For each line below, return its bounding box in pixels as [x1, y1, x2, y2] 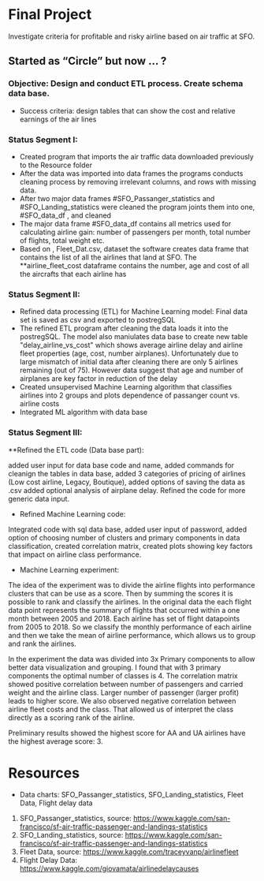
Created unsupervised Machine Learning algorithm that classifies [19, 383, 232, 392]
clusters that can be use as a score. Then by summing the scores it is [8, 588, 234, 598]
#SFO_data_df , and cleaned [19, 211, 112, 220]
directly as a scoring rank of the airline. [8, 712, 136, 722]
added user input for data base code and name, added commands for [8, 460, 235, 470]
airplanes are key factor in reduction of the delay [19, 374, 178, 383]
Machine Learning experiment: [19, 565, 120, 574]
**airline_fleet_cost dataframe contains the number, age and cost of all [19, 260, 250, 270]
